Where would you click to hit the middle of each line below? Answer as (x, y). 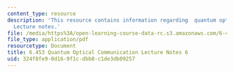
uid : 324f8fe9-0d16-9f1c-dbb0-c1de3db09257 (71, 59)
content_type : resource (42, 14)
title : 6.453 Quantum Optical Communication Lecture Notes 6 (98, 53)
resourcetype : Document (42, 46)
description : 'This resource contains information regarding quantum (112, 20)
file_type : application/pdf (48, 40)
